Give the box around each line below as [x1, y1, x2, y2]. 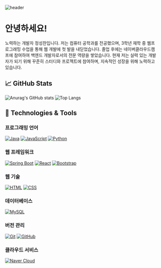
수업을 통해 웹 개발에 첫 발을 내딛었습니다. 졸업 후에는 [21, 46, 123, 52]
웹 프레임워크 [5, 149, 34, 156]
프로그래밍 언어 [5, 125, 39, 131]
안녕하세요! [5, 23, 48, 34]
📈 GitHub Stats [5, 79, 52, 88]
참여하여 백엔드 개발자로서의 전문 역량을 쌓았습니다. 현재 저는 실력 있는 [14, 52, 147, 58]
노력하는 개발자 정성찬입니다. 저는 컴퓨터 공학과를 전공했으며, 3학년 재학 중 [5, 40, 146, 46]
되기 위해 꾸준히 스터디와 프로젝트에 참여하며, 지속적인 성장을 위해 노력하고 [14, 58, 155, 64]
